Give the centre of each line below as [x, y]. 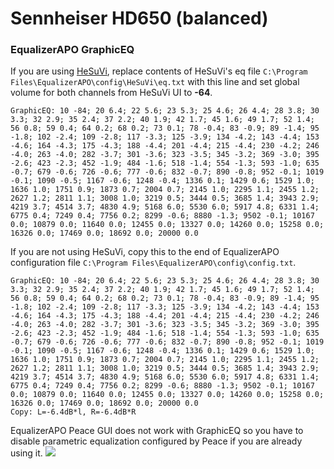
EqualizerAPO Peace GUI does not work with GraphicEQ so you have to [157, 431]
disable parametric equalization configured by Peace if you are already [156, 441]
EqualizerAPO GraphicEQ [72, 50]
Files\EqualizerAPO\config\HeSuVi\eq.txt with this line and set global [155, 82]
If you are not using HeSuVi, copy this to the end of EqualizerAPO [145, 252]
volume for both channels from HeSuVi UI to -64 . [111, 93]
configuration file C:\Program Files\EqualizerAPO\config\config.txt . [153, 263]
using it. [26, 453]
